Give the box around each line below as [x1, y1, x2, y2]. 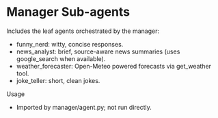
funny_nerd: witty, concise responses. [16, 40, 124, 48]
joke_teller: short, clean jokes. [16, 76, 100, 84]
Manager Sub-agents [6, 4, 131, 20]
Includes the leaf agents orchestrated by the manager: [6, 27, 160, 35]
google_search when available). [16, 54, 106, 62]
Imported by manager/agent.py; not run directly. [16, 103, 152, 111]
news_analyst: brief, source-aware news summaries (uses [16, 47, 180, 56]
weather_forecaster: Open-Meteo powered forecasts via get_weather [16, 62, 212, 70]
